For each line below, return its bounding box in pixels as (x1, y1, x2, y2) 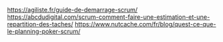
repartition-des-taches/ (7, 20, 74, 28)
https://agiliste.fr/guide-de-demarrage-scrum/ (7, 6, 138, 14)
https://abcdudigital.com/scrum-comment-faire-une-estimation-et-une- (7, 13, 210, 21)
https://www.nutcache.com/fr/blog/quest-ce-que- (75, 20, 217, 28)
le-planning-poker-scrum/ (7, 27, 81, 35)
